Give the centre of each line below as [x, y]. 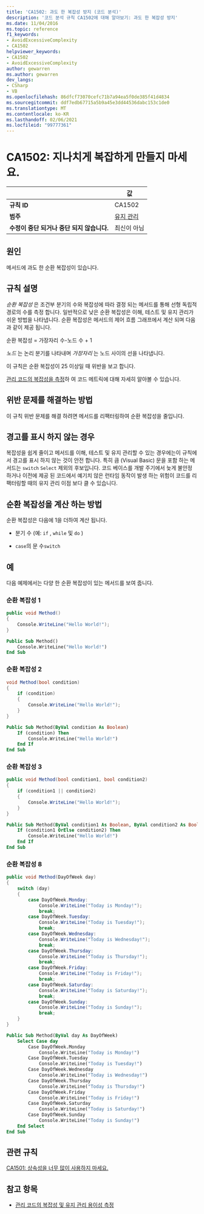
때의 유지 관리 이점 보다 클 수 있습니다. [73, 483]
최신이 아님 [129, 228]
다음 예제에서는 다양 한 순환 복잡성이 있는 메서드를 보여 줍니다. [80, 583]
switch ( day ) [34, 889]
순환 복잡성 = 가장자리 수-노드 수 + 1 [49, 340]
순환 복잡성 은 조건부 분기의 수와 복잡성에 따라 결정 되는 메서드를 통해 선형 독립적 [102, 304]
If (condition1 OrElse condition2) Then [69, 830]
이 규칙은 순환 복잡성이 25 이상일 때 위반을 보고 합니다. [71, 366]
